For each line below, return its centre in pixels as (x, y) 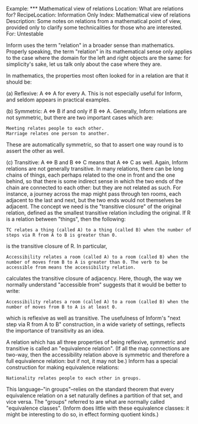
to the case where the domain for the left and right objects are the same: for (98, 58)
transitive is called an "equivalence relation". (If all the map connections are (98, 348)
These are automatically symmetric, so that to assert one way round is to (95, 144)
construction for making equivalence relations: (63, 367)
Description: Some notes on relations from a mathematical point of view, (94, 21)
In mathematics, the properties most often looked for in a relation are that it (97, 76)
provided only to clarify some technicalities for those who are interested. (95, 27)
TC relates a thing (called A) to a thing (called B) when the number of (99, 230)
